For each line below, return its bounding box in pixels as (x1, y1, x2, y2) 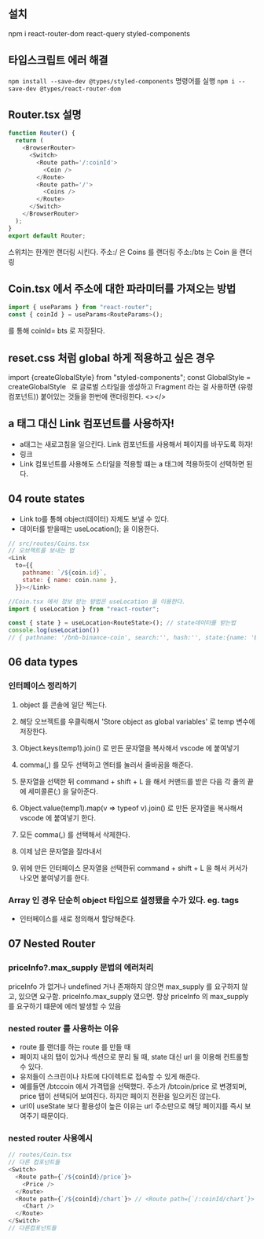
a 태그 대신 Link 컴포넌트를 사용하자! (8, 417, 175, 430)
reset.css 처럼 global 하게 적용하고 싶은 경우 (8, 351, 215, 364)
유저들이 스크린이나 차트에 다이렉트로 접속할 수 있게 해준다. (19, 1072, 200, 1082)
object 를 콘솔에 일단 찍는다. (19, 699, 108, 710)
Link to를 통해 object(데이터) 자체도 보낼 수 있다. (19, 514, 170, 523)
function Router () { (8, 129, 76, 138)
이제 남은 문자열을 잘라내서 (19, 846, 102, 856)
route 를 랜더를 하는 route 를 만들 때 (19, 1042, 131, 1052)
